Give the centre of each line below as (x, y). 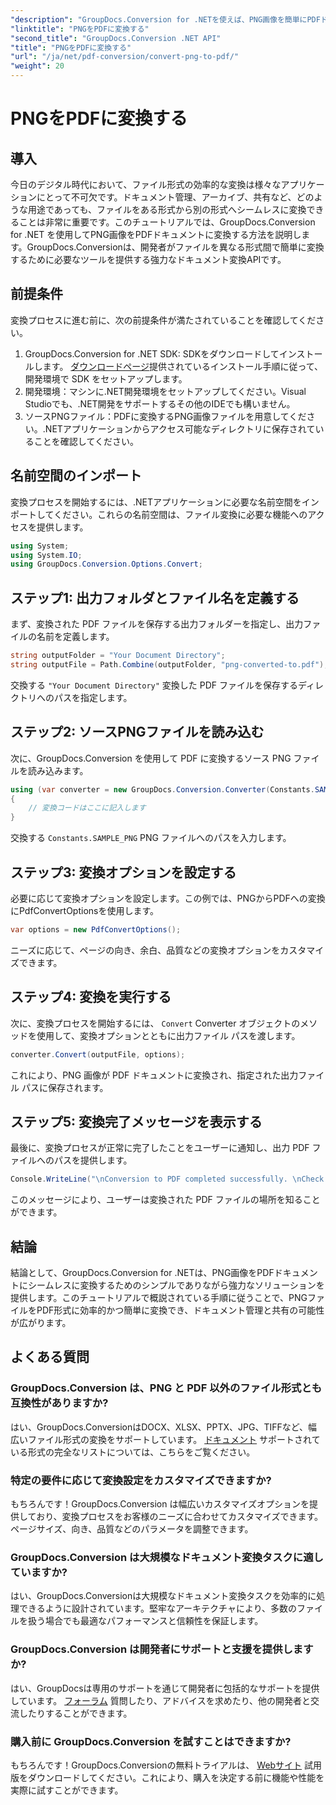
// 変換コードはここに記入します (87, 808)
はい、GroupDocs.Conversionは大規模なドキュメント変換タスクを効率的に (163, 1596)
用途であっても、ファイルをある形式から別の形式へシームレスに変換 (167, 209)
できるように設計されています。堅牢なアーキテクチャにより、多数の (158, 1608)
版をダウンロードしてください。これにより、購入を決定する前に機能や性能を (167, 1777)
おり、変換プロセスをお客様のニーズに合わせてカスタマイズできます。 (180, 1516)
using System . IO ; (46, 555)
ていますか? (39, 1572)
